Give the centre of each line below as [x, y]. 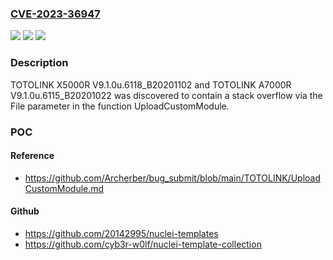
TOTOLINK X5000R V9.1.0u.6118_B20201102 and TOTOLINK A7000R [151, 84]
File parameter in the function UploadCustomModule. [120, 106]
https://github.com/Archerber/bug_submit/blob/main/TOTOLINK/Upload [173, 178]
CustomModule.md [64, 188]
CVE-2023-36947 [55, 14]
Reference [32, 156]
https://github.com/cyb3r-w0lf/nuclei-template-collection [143, 244]
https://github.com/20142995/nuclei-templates [121, 233]
